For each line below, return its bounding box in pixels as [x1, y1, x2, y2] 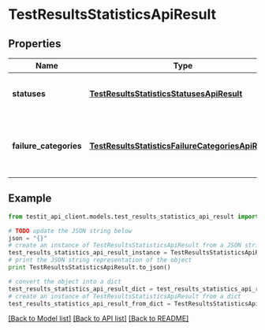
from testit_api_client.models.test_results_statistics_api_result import [8, 213, 259, 221]
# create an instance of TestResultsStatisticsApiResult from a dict [8, 292, 242, 300]
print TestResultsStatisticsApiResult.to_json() [8, 264, 171, 272]
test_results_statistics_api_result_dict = [8, 285, 154, 293]
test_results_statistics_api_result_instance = [8, 249, 168, 257]
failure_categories [12, 140, 82, 151]
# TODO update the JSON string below [8, 227, 132, 235]
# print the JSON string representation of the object [8, 256, 192, 265]
